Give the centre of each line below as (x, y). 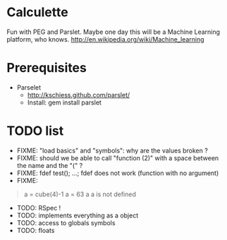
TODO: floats (36, 230)
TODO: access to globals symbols (66, 222)
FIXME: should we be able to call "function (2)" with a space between (118, 158)
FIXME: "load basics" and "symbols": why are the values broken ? (112, 150)
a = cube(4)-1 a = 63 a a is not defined (80, 194)
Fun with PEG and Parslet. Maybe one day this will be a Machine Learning (113, 32)
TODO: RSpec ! (39, 208)
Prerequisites (47, 68)
